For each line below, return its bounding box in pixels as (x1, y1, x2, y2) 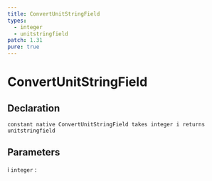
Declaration (7, 102, 60, 114)
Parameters (7, 146, 60, 158)
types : (7, 17, 27, 24)
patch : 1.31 (7, 37, 43, 44)
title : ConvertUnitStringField (7, 10, 100, 18)
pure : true (7, 43, 40, 50)
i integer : (7, 165, 37, 174)
